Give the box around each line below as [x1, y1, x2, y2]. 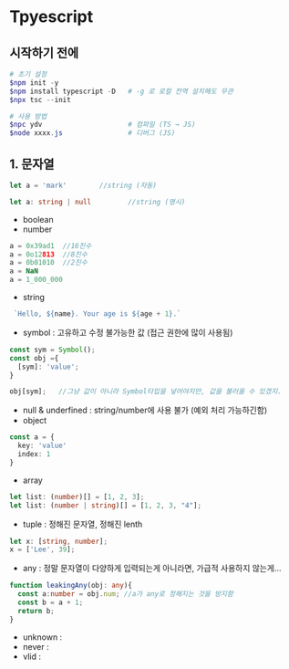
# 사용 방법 [9, 111, 47, 120]
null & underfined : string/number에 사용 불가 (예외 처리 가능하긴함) [22, 404, 267, 416]
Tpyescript [9, 6, 94, 27]
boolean [22, 214, 54, 225]
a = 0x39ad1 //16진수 [9, 241, 92, 250]
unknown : [22, 632, 63, 643]
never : [22, 641, 49, 652]
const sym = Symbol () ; [9, 345, 96, 354]
